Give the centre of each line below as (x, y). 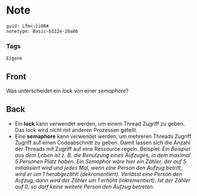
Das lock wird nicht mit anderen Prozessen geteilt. (76, 130)
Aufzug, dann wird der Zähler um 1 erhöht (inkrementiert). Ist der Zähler (103, 180)
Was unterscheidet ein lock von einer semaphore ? (67, 91)
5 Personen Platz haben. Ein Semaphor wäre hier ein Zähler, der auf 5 (101, 161)
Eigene (14, 59)
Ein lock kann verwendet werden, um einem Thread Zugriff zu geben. (100, 123)
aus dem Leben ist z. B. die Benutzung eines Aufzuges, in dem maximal (102, 155)
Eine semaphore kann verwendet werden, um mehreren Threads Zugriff (103, 136)
